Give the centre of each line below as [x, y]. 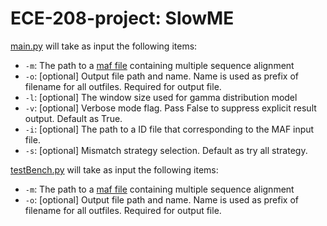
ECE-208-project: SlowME [122, 18]
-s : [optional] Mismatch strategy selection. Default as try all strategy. [166, 150]
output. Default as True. [73, 118]
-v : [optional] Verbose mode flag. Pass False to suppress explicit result [170, 108]
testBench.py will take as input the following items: [114, 169]
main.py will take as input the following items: [104, 46]
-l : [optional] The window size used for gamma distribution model [161, 97]
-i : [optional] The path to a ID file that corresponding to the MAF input [169, 129]
